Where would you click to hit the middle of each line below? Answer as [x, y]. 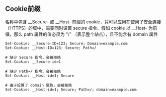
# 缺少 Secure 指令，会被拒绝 [33, 57]
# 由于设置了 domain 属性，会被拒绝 [39, 85]
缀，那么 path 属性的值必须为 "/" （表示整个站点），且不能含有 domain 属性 [82, 34]
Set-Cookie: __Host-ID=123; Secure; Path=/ [51, 48]
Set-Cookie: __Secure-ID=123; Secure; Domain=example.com [66, 44]
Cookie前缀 [23, 9]
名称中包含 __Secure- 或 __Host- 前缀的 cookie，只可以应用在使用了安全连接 [83, 22]
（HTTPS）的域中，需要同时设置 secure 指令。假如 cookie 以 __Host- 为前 [81, 28]
